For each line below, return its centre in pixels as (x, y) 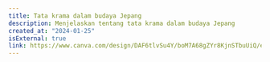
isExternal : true (37, 38)
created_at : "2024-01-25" (51, 31)
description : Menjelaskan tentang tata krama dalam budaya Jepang (122, 23)
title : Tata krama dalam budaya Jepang (75, 16)
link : (17, 46)
